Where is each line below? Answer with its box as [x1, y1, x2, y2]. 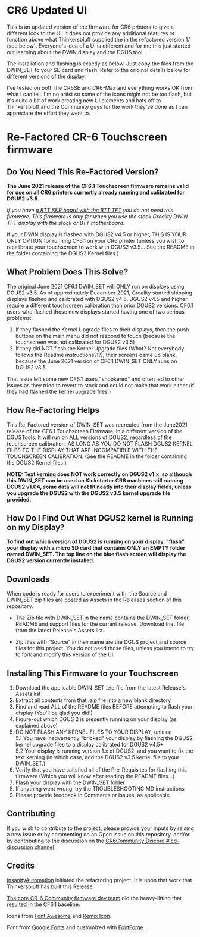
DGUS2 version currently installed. [7, 557, 95, 564]
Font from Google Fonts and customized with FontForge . [7, 923, 145, 931]
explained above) [15, 722, 58, 729]
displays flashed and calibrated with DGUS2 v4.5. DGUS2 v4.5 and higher [7, 295, 187, 302]
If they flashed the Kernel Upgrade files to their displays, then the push [15, 325, 189, 333]
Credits [7, 861, 35, 871]
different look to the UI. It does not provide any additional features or [7, 29, 175, 36]
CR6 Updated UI [7, 4, 87, 17]
